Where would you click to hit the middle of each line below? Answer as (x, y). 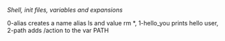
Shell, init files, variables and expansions (65, 10)
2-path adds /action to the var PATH (58, 30)
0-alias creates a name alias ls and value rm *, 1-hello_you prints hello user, (113, 23)
